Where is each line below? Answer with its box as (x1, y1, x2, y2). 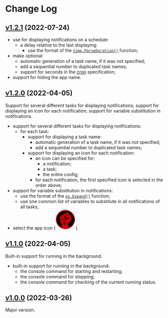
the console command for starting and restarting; (20, 268, 123, 274)
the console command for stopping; (20, 273, 95, 280)
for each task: (20, 128, 49, 134)
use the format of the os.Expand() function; (20, 193, 110, 199)
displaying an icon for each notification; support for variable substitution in (5, 107, 161, 114)
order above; (35, 182, 62, 188)
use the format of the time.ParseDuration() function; (27, 48, 138, 53)
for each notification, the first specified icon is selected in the (35, 177, 163, 183)
